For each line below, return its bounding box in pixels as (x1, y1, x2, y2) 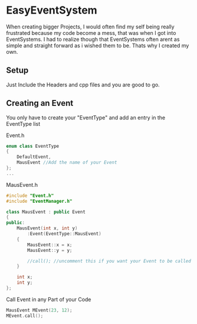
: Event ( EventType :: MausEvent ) (27, 231, 101, 237)
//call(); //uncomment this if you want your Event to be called (27, 258, 192, 264)
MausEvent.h (6, 181, 38, 188)
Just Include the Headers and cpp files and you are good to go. (6, 81, 160, 88)
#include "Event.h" (6, 193, 54, 199)
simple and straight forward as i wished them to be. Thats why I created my (6, 42, 189, 49)
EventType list (6, 120, 41, 127)
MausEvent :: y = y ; (27, 247, 73, 253)
